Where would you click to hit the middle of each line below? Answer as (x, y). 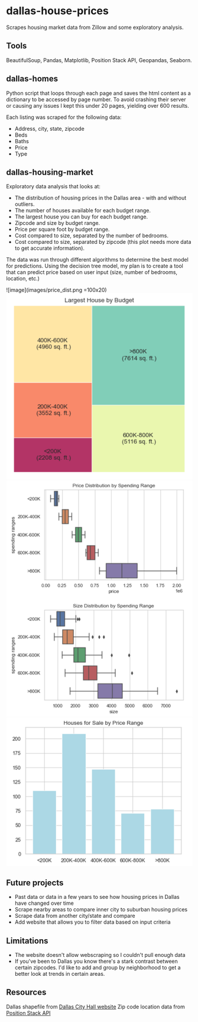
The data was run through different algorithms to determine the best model (98, 260)
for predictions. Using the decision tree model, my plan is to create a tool (95, 266)
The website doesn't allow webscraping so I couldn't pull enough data (100, 955)
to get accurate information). (49, 248)
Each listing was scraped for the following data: (64, 117)
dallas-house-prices (58, 11)
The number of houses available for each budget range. (82, 211)
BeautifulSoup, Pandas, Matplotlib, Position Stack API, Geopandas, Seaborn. (99, 60)
